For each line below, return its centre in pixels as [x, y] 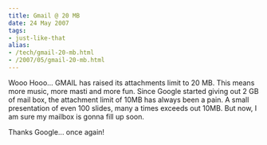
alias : [19, 45]
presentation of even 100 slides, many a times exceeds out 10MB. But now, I [133, 108]
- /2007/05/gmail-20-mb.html [57, 61]
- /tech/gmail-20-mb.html [51, 53]
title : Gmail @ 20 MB [44, 16]
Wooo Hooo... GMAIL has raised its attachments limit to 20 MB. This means [132, 82]
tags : [17, 30]
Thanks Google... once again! [57, 131]
